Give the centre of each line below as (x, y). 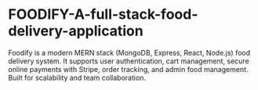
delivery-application (76, 31)
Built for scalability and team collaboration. (77, 77)
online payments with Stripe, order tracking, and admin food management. (128, 69)
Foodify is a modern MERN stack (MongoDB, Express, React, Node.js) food (129, 52)
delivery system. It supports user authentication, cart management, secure (129, 61)
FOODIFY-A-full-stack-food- (103, 14)
